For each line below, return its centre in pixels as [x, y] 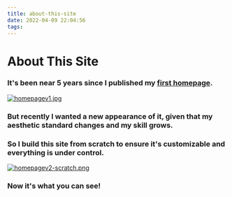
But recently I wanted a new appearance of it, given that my [110, 116]
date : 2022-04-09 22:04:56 [46, 20]
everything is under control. [56, 152]
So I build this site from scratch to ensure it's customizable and [116, 144]
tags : [15, 27]
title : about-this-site [42, 14]
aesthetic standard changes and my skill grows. [90, 125]
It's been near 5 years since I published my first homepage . [110, 83]
